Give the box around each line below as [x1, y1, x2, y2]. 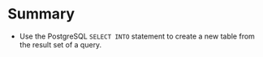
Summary [7, 5, 75, 23]
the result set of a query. [19, 39, 102, 49]
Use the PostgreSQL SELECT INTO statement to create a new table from [19, 31, 255, 41]
